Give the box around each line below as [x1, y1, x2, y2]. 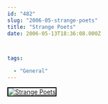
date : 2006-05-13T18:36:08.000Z [7, 30, 101, 37]
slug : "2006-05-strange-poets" [7, 17, 98, 24]
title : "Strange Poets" [7, 23, 77, 30]
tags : [7, 55, 23, 62]
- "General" [13, 67, 49, 74]
